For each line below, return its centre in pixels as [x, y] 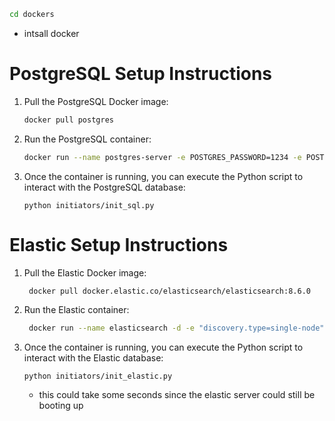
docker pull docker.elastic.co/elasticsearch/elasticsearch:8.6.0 [169, 291]
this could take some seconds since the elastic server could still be [177, 395]
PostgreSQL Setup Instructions [141, 74]
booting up [61, 406]
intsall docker [51, 33]
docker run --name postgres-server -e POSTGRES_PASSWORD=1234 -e [162, 157]
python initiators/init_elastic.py [98, 376]
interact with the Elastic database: [93, 358]
